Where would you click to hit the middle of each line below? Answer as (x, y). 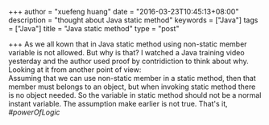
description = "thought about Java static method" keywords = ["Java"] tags (133, 20)
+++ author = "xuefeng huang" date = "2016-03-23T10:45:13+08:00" (124, 12)
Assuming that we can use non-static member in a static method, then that (132, 78)
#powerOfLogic (34, 112)
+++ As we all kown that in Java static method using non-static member (128, 44)
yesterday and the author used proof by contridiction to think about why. (128, 61)
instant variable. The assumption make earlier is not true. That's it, (118, 104)
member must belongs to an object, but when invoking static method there (132, 87)
